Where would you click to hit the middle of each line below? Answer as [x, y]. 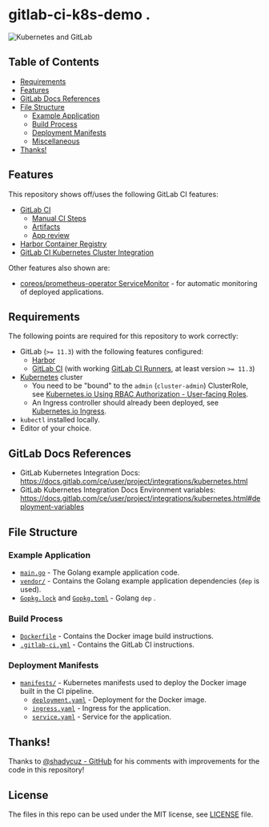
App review [50, 235]
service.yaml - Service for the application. [102, 717]
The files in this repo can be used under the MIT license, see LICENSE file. [131, 814]
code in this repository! [46, 770]
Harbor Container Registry [63, 244]
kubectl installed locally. [60, 420]
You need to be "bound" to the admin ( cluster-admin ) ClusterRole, [140, 385]
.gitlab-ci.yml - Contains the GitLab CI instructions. [107, 645]
